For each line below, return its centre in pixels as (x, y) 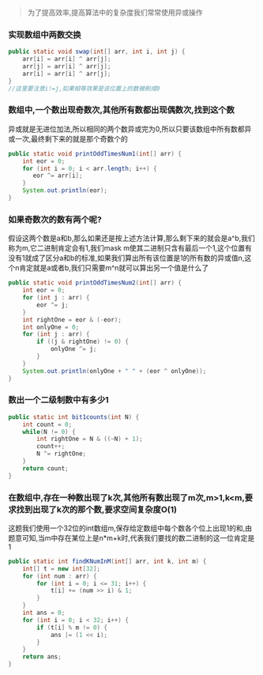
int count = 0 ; (47, 424)
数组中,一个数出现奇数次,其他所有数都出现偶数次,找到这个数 (122, 110)
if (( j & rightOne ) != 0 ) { (83, 342)
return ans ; (42, 657)
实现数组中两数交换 (45, 35)
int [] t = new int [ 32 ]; (62, 568)
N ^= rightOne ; (62, 454)
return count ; (45, 468)
